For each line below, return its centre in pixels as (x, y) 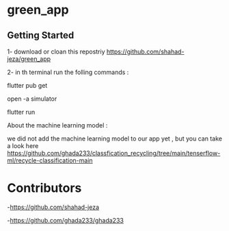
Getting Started (41, 35)
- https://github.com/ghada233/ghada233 (66, 220)
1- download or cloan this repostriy (56, 51)
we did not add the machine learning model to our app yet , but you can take (114, 138)
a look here (23, 146)
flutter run (21, 112)
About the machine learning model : (57, 125)
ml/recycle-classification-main (50, 160)
